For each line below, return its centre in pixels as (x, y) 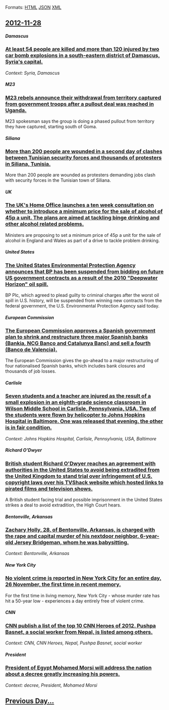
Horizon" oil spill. (27, 284)
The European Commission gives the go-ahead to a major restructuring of (82, 361)
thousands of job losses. (31, 371)
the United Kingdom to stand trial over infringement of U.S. (79, 476)
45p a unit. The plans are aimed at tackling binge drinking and (82, 218)
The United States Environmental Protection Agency (71, 265)
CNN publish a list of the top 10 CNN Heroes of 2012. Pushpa (81, 626)
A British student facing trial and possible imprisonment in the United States (84, 500)
